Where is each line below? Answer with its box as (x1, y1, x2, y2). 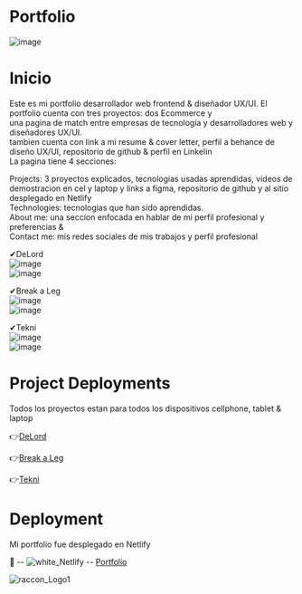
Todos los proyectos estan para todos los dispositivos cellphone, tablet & (9, 403, 282, 414)
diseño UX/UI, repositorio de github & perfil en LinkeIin (9, 146, 212, 157)
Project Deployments (9, 373, 171, 394)
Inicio (9, 68, 52, 89)
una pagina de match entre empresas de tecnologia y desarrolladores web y (9, 117, 294, 128)
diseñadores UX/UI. (9, 127, 83, 138)
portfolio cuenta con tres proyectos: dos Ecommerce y (9, 107, 212, 119)
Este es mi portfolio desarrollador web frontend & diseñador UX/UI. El (9, 98, 269, 109)
